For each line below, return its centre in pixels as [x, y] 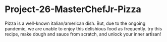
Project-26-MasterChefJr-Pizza [73, 9]
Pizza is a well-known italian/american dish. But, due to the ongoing [75, 23]
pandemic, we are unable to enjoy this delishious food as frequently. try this [83, 28]
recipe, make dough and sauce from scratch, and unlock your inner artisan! [83, 34]
